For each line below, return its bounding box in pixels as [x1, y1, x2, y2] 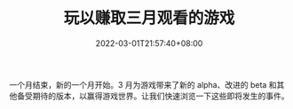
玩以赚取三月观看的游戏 [63, 8, 235, 28]
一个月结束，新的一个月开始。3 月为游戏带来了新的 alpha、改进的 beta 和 [9, 79, 277, 90]
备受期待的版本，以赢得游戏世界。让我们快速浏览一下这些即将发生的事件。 [16, 90, 289, 101]
